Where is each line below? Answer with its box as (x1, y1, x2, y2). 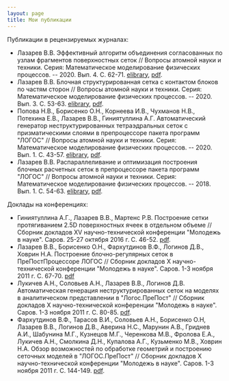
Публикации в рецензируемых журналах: (7, 35, 129, 43)
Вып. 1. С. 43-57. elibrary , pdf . (16, 150, 102, 158)
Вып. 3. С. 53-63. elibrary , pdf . (16, 99, 104, 108)
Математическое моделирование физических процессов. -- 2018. (16, 180, 211, 188)
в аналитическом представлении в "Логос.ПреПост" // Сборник (16, 293, 205, 302)
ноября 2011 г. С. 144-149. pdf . (16, 366, 105, 374)
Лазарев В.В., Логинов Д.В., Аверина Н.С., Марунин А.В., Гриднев (16, 323, 211, 331)
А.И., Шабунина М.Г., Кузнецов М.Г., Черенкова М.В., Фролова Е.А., (16, 330, 215, 338)
